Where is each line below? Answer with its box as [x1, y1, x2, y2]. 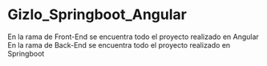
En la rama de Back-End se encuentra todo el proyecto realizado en [7, 40, 231, 49]
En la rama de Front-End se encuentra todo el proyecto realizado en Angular [7, 32, 260, 41]
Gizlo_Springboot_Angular [7, 6, 188, 24]
